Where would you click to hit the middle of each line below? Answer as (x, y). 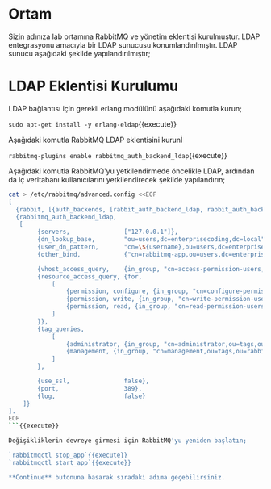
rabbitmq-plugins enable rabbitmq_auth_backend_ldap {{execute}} (118, 155)
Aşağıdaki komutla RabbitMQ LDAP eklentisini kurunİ (96, 140)
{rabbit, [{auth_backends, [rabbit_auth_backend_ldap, (110, 209)
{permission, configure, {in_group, (127, 291)
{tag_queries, (61, 329)
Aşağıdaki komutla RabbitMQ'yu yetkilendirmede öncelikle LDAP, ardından (131, 171)
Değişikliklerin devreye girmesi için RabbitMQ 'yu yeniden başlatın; (128, 441)
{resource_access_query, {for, (90, 276)
